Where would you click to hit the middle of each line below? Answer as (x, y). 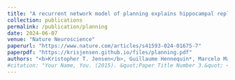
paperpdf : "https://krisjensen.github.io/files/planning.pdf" (100, 53)
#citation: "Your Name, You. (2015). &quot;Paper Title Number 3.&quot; (115, 65)
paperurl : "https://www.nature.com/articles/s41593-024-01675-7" (104, 46)
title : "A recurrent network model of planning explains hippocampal (111, 14)
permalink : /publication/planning (58, 26)
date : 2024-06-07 (33, 33)
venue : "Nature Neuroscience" (51, 40)
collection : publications (45, 20)
